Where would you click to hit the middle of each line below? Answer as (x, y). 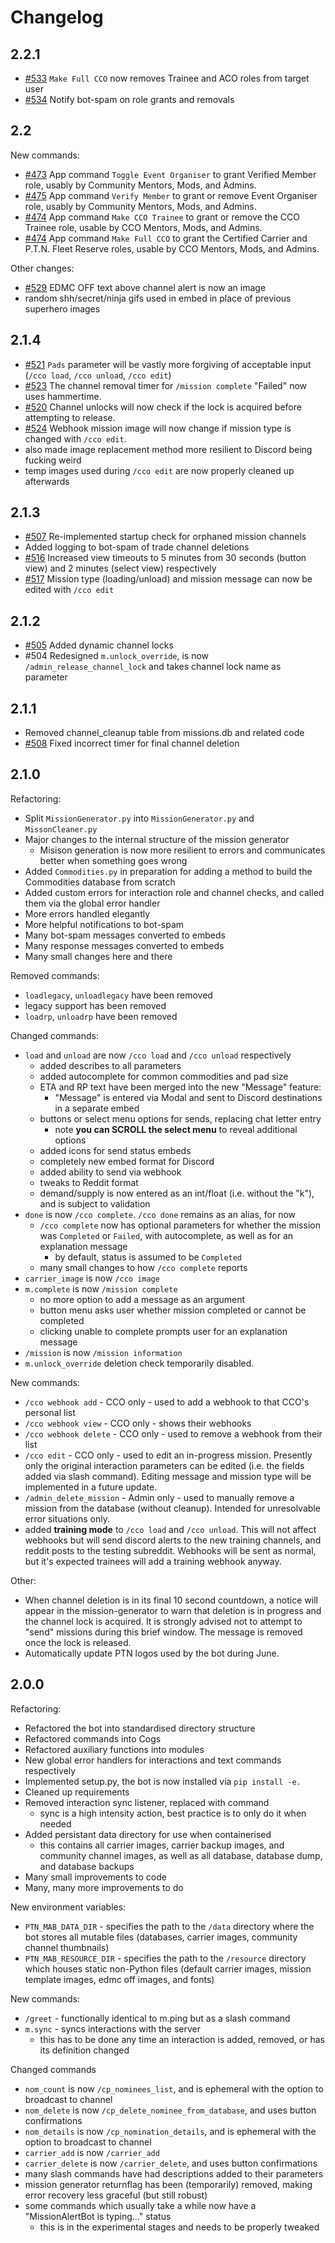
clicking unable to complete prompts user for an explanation (163, 1331)
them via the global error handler (92, 903)
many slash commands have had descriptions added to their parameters (174, 2173)
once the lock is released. (78, 1642)
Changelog (57, 17)
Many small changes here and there (98, 956)
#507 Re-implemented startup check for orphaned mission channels (165, 537)
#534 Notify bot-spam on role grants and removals (129, 99)
